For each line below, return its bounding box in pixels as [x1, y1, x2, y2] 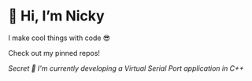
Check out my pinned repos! [8, 48, 101, 57]
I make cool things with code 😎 [8, 33, 111, 42]
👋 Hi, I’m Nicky [8, 7, 105, 25]
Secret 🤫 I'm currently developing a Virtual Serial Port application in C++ [8, 63, 244, 73]
